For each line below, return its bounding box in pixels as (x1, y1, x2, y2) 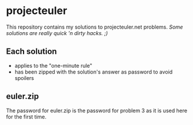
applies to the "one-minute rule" (14, 62, 93, 69)
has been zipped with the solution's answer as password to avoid (14, 68, 173, 75)
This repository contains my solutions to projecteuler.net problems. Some (6, 23, 184, 30)
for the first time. (6, 113, 47, 120)
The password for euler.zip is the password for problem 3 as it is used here (6, 107, 188, 114)
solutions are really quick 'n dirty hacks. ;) (6, 29, 109, 36)
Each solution (6, 47, 57, 57)
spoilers (14, 74, 34, 81)
